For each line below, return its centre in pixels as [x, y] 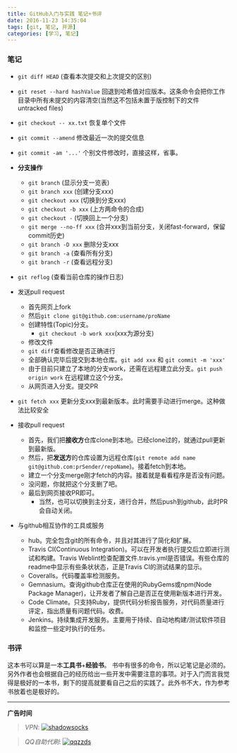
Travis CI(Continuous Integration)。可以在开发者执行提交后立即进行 [126, 549]
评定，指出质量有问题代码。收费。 [78, 611]
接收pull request [41, 424]
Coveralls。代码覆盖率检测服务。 [76, 575]
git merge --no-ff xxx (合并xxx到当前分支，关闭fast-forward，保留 [127, 226]
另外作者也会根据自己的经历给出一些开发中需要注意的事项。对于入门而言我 [115, 673]
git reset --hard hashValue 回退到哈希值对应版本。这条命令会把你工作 [121, 91]
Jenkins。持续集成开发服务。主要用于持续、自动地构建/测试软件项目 [127, 619]
